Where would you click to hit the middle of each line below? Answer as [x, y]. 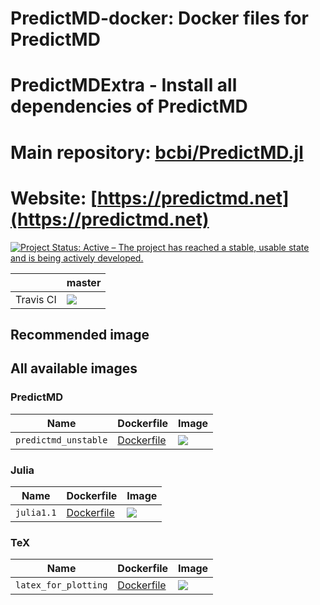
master [84, 282]
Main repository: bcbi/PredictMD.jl [157, 152]
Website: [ [54, 198]
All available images [74, 368]
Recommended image [80, 334]
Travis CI [36, 299]
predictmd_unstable [61, 440]
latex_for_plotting [61, 585]
